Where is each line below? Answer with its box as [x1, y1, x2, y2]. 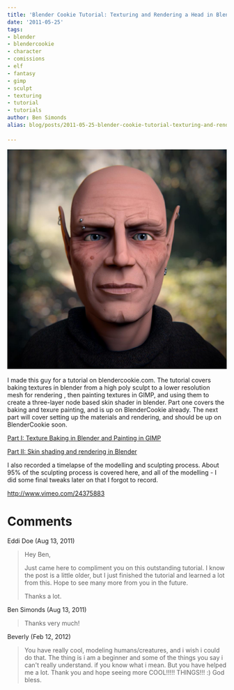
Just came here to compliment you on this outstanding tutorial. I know [24, 563, 225, 572]
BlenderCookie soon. [7, 420, 68, 429]
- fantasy [7, 70, 36, 77]
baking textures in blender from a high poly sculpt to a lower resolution [7, 383, 210, 392]
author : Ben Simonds [7, 114, 68, 121]
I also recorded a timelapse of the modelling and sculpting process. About [7, 461, 219, 469]
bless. [24, 675, 42, 684]
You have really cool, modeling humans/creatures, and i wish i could [24, 645, 220, 654]
